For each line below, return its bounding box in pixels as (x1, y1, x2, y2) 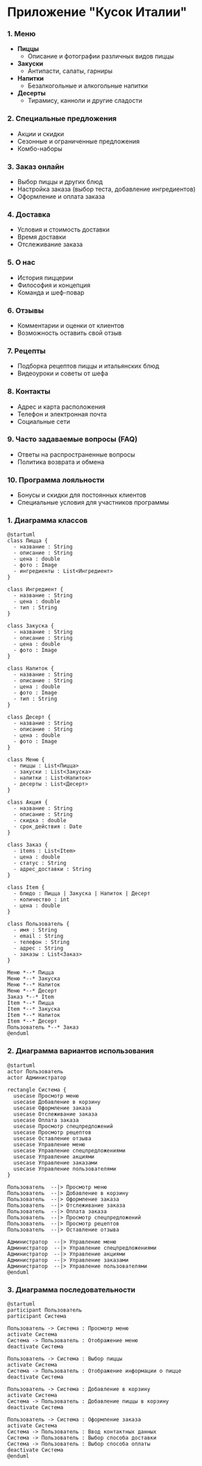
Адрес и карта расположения (17, 402, 106, 411)
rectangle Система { (7, 1086, 67, 1093)
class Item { (7, 884, 45, 891)
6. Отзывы (7, 305, 44, 315)
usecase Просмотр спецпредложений (13, 1123, 113, 1130)
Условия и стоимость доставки (17, 225, 110, 234)
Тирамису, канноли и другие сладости (27, 97, 142, 105)
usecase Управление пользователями (13, 1165, 117, 1172)
